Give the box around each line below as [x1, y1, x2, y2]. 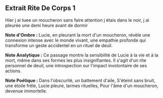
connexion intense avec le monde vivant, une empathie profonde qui [5, 37, 146, 43]
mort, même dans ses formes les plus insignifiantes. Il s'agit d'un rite [5, 57, 147, 63]
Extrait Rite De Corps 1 [5, 4, 76, 12]
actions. [5, 68, 21, 74]
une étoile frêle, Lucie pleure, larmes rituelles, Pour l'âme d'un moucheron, [5, 83, 159, 89]
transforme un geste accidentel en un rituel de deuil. [5, 42, 113, 49]
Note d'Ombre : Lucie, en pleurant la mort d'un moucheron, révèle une [5, 32, 151, 38]
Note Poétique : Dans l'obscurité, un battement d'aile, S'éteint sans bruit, [5, 77, 156, 83]
